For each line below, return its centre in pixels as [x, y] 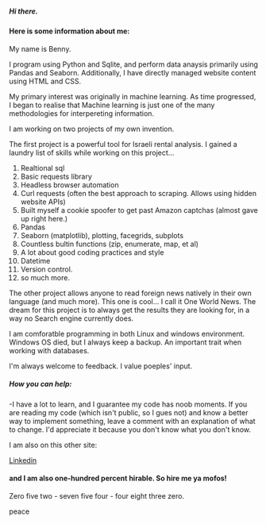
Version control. [46, 269]
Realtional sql [42, 168]
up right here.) [44, 218]
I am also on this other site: [53, 445]
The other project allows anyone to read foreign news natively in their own [131, 293]
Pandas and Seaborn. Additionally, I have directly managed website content [133, 72]
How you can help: [40, 384]
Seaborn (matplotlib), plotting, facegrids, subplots [102, 235]
